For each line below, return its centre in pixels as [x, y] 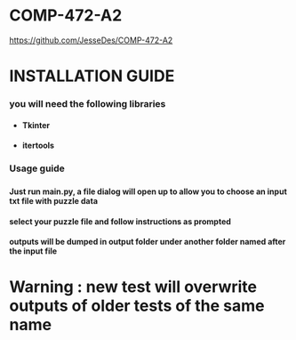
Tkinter [36, 125]
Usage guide [37, 168]
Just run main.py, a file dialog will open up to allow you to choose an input [148, 191]
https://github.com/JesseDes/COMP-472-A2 [91, 40]
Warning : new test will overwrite [133, 287]
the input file [33, 251]
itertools [38, 146]
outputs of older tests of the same [137, 306]
